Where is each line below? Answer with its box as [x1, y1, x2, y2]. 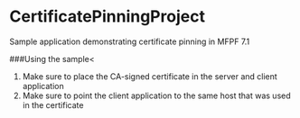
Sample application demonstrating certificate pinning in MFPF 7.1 [9, 36, 250, 47]
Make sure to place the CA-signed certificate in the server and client [22, 70, 277, 82]
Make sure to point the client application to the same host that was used [22, 90, 291, 101]
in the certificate [22, 99, 84, 110]
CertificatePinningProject [9, 6, 206, 27]
